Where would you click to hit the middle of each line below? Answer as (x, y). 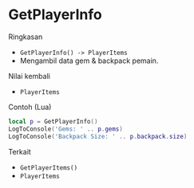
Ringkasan (26, 37)
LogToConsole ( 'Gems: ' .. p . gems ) (66, 129)
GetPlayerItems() (49, 168)
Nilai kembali (29, 76)
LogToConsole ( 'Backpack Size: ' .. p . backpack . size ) (98, 136)
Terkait (20, 151)
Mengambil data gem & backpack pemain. (89, 61)
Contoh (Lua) (30, 107)
